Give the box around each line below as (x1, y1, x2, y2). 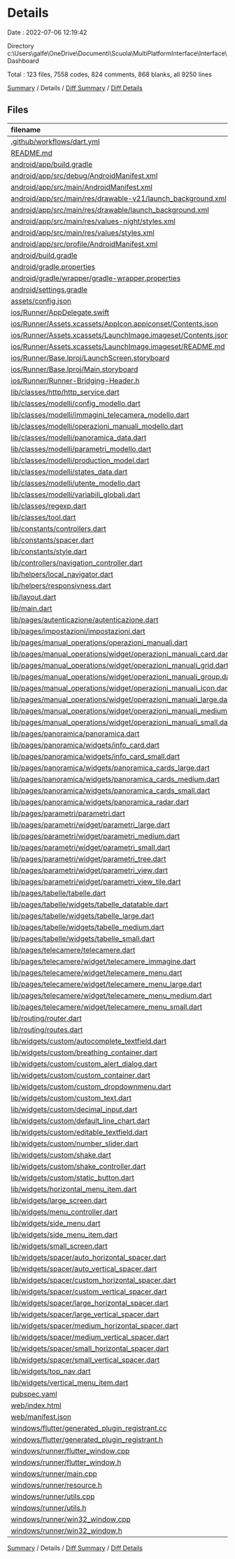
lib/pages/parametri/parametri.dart (10, 808, 126, 818)
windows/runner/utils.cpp (10, 1491, 95, 1501)
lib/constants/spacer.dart (10, 535, 94, 544)
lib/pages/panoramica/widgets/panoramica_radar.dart (10, 797, 190, 806)
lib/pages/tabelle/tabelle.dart (10, 888, 106, 898)
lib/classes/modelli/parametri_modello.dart (10, 444, 152, 453)
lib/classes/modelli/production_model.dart (10, 455, 150, 465)
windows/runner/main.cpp (10, 1469, 98, 1478)
